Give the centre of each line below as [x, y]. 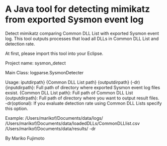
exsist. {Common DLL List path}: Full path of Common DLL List [69, 93]
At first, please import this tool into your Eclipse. [54, 53]
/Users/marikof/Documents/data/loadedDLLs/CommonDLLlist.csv [73, 123]
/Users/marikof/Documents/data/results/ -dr [50, 128]
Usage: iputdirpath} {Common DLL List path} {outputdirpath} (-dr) [73, 82]
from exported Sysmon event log [74, 20]
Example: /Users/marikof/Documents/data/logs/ [54, 118]
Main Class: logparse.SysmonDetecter [44, 72]
